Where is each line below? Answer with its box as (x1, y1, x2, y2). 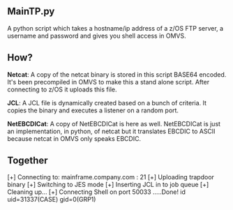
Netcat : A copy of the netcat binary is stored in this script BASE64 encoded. (7, 70, 227, 79)
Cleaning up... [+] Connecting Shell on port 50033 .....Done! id (7, 188, 186, 196)
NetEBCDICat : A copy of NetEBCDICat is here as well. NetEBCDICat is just (7, 119, 221, 128)
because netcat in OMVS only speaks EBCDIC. (7, 134, 142, 142)
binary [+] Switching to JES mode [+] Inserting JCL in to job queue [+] (7, 181, 209, 189)
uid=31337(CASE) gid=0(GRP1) (7, 195, 96, 204)
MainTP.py (7, 6, 55, 17)
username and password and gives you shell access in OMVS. (7, 31, 186, 40)
